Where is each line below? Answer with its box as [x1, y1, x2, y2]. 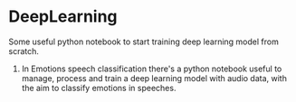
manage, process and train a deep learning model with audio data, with [21, 72, 287, 83]
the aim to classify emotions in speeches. [21, 82, 177, 93]
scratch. [8, 45, 40, 56]
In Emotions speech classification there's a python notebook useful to [21, 63, 282, 74]
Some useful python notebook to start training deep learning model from [8, 36, 280, 47]
